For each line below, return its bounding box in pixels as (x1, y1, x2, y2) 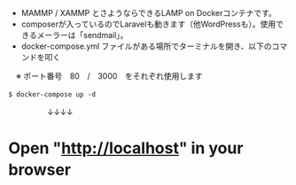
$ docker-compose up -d (8, 90, 97, 99)
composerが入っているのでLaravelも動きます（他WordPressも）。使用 (20, 19, 277, 29)
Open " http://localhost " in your (8, 138, 244, 158)
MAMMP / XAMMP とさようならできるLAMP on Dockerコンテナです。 (20, 8, 277, 18)
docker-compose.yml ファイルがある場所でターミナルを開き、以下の (20, 41, 272, 51)
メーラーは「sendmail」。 (36, 30, 129, 40)
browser (8, 160, 72, 180)
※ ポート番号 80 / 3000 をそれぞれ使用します (15, 71, 203, 81)
